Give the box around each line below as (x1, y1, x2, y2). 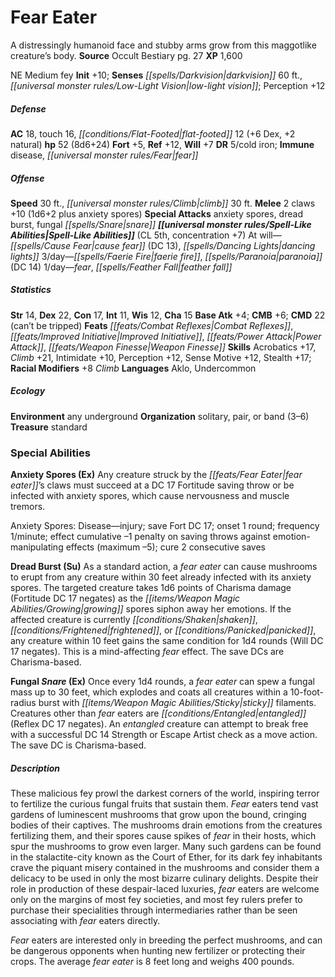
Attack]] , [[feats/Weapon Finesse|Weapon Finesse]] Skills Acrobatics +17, (10, 341, 317, 353)
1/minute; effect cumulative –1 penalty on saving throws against (10, 531, 271, 543)
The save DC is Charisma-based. (10, 739, 147, 751)
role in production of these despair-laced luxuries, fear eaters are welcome (10, 883, 320, 895)
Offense (10, 172, 45, 184)
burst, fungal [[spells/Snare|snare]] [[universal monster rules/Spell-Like (10, 218, 312, 230)
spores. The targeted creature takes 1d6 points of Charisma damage (10, 582, 292, 594)
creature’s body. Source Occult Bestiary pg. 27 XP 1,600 (10, 49, 243, 61)
